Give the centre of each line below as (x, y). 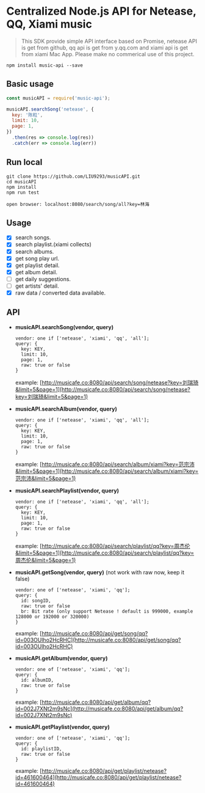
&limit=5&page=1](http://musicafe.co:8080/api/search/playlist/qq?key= (105, 553)
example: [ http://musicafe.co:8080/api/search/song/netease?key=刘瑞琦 (107, 382)
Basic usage (30, 84)
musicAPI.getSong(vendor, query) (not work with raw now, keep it (100, 572)
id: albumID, (38, 680)
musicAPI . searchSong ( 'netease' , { (50, 109)
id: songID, (36, 601)
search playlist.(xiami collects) (53, 244)
